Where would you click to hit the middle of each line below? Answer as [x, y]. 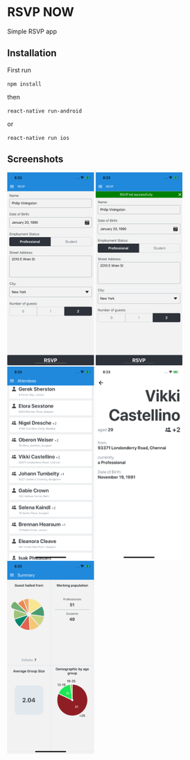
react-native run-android [44, 111]
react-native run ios [38, 138]
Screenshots [35, 160]
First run [19, 70]
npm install [24, 84]
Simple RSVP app [32, 31]
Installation [32, 53]
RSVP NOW [41, 12]
